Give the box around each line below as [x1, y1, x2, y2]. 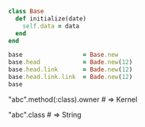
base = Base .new [8, 51, 119, 59]
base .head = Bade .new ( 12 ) [8, 58, 133, 66]
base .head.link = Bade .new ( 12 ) [8, 65, 133, 74]
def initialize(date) [15, 14, 87, 23]
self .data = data [22, 22, 80, 30]
